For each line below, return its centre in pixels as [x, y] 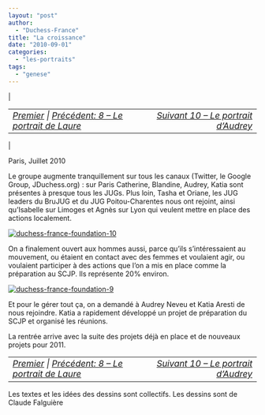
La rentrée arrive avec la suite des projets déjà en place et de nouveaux [124, 337]
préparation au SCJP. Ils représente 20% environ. [89, 274]
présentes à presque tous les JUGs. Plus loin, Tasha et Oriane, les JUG [123, 193]
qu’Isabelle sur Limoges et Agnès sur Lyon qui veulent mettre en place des [129, 210]
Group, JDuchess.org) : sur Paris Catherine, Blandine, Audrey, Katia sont [126, 185]
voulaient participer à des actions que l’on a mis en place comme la [117, 266]
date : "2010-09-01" [40, 45]
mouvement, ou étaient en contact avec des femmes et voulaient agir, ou [127, 257]
